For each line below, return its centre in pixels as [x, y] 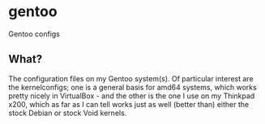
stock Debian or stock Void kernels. [68, 113]
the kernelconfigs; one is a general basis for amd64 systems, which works [132, 87]
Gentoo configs [34, 34]
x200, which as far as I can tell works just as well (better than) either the [129, 104]
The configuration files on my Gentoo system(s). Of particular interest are [131, 78]
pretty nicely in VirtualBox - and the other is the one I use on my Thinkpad [132, 96]
